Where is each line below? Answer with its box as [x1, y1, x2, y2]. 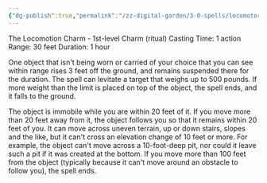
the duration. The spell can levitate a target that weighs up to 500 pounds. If [8, 74, 257, 84]
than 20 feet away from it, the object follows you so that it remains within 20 [8, 115, 257, 124]
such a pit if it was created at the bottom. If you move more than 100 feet [8, 149, 246, 158]
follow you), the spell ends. [8, 165, 97, 175]
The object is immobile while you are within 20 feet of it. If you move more [8, 107, 251, 116]
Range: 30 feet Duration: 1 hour [8, 41, 110, 52]
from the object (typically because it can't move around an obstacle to [8, 157, 238, 167]
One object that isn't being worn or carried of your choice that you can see [8, 57, 253, 67]
